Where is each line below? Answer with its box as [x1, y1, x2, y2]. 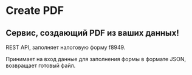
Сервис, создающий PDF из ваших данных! [5, 28, 180, 38]
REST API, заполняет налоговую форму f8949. [5, 44, 126, 51]
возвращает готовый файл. [5, 62, 76, 69]
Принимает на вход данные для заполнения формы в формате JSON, [5, 56, 187, 62]
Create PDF [5, 4, 64, 18]
